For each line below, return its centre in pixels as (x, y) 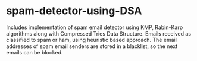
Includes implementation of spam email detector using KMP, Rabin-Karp (95, 27)
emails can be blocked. (35, 52)
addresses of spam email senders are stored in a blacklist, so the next (92, 46)
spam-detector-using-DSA (74, 11)
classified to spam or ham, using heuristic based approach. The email (92, 40)
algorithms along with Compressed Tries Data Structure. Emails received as (99, 33)
